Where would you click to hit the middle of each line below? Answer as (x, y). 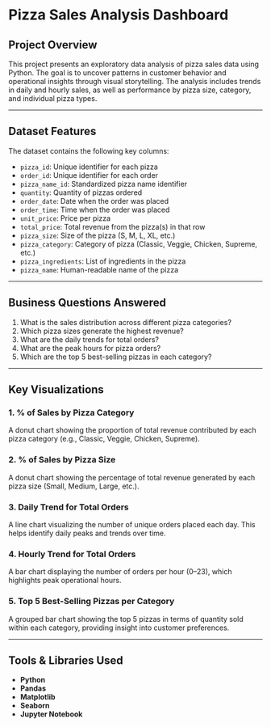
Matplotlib (38, 697)
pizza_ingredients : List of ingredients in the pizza (103, 261)
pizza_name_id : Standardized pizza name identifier (104, 184)
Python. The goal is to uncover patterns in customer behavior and (118, 73)
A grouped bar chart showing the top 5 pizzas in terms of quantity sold (126, 619)
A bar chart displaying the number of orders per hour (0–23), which (120, 572)
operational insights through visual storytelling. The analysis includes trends (135, 81)
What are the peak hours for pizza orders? (90, 348)
